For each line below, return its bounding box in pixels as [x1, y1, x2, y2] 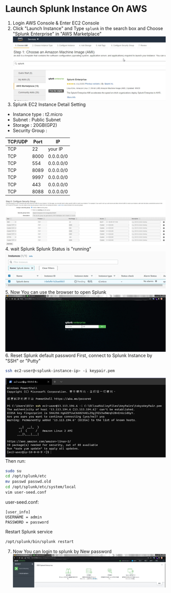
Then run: [5, 458, 26, 464]
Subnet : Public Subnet [12, 117, 61, 123]
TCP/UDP [7, 138, 28, 145]
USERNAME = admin [5, 515, 42, 520]
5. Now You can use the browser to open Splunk [5, 289, 107, 295]
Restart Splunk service [5, 528, 53, 534]
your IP [48, 146, 63, 152]
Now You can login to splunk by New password [12, 548, 112, 554]
